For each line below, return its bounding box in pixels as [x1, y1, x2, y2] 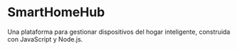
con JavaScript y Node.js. [7, 35, 83, 43]
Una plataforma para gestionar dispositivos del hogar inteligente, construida [7, 27, 231, 36]
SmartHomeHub [7, 4, 105, 20]
